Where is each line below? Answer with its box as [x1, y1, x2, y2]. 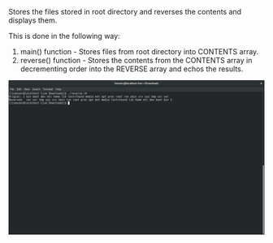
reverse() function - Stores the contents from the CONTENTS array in [19, 56, 253, 65]
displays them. [8, 15, 58, 25]
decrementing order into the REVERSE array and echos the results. [19, 64, 244, 74]
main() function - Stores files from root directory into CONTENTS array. [19, 47, 259, 56]
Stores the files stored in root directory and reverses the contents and [8, 7, 242, 16]
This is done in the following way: [8, 32, 120, 40]
